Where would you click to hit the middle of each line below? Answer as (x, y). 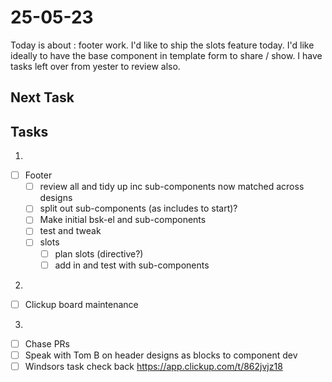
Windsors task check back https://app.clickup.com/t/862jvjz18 (153, 366)
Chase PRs (47, 343)
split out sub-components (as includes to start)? (138, 208)
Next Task (42, 97)
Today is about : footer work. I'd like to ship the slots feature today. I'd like (162, 45)
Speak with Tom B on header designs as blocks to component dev (161, 355)
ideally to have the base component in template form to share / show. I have (166, 55)
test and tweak (70, 231)
